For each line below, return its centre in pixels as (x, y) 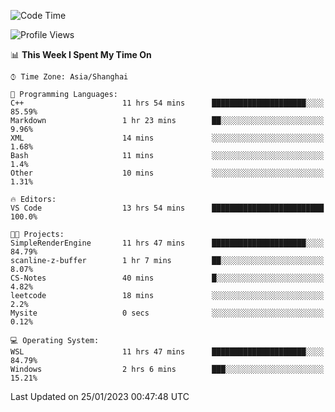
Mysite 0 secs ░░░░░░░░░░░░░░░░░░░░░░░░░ (167, 313)
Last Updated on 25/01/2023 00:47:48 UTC (100, 396)
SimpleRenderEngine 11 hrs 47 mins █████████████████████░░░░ (167, 243)
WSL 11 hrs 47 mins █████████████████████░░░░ (167, 352)
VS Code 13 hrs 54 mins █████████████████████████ (167, 208)
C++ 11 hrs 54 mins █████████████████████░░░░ (167, 103)
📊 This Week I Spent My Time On (81, 54)
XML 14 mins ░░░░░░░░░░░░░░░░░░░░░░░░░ (167, 138)
